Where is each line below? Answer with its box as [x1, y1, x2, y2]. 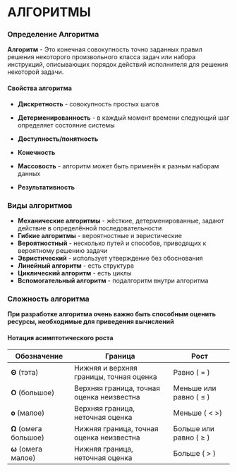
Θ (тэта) [11, 368, 39, 378]
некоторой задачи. [7, 68, 64, 76]
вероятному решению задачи [17, 246, 108, 254]
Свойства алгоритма [7, 84, 73, 92]
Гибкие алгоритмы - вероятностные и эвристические [17, 231, 182, 240]
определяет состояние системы [17, 120, 115, 129]
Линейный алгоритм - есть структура [17, 261, 134, 270]
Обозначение [15, 352, 63, 361]
